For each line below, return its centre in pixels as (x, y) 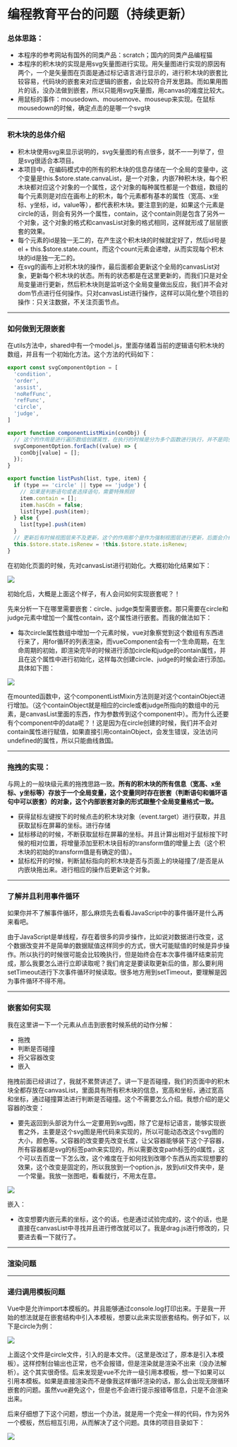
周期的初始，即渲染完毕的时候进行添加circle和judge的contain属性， (122, 650)
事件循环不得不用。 (41, 981)
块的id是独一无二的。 (48, 257)
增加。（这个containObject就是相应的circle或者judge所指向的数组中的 (113, 705)
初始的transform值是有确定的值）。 (86, 852)
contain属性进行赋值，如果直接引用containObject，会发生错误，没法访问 (113, 731)
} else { (26, 518)
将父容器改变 (36, 1057)
